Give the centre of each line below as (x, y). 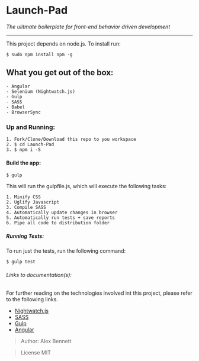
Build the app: (24, 163)
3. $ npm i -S (24, 150)
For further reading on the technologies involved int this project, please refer (99, 293)
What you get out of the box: (60, 72)
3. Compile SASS (26, 208)
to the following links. (32, 299)
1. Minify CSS (24, 197)
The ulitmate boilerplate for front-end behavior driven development (88, 27)
